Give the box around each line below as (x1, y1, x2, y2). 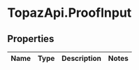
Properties (7, 33, 54, 45)
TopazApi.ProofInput (7, 5, 132, 21)
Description (61, 54, 101, 63)
